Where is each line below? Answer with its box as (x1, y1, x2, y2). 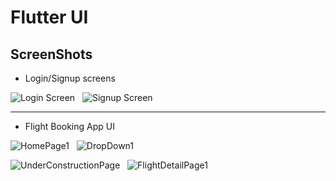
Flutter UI (10, 6, 89, 29)
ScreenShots (10, 46, 93, 63)
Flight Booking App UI (24, 121, 115, 132)
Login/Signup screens (24, 72, 116, 84)
